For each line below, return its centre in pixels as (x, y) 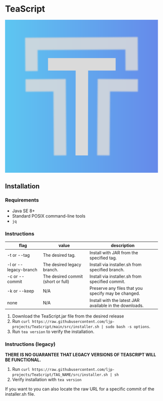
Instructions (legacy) (30, 344)
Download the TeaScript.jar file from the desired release (68, 316)
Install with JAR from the (114, 252)
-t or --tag (18, 255)
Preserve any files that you (116, 288)
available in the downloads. (117, 305)
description (123, 246)
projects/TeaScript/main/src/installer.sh (56, 327)
